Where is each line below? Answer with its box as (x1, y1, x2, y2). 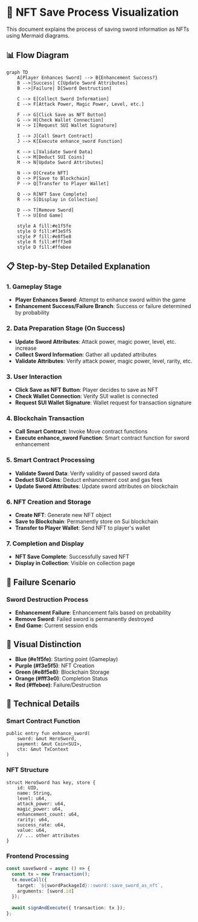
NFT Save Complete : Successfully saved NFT (14, 553, 130, 561)
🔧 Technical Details (6, 699, 80, 709)
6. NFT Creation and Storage (6, 498, 92, 506)
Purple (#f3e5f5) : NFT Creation (14, 662, 95, 669)
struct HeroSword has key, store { (6, 779, 96, 786)
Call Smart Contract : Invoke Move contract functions (14, 428, 148, 435)
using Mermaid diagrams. (6, 31, 70, 39)
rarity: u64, (17, 817, 50, 823)
